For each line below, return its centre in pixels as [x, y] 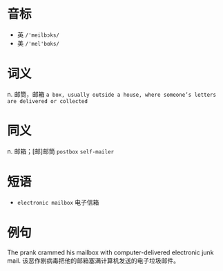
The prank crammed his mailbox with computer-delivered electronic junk [110, 252]
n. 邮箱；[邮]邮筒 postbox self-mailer [61, 151]
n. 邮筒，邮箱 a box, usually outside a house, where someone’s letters [111, 94]
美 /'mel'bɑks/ [38, 43]
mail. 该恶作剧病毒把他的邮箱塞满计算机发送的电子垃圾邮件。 [93, 261]
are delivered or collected [48, 101]
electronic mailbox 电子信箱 [58, 202]
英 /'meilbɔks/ [38, 35]
